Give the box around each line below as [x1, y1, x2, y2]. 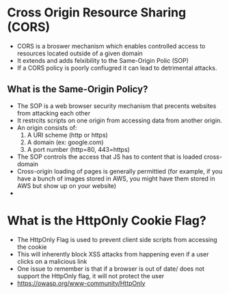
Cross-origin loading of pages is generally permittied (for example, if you [16, 167, 223, 175]
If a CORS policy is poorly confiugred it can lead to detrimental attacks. [16, 64, 217, 72]
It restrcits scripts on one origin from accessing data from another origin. [16, 116, 222, 124]
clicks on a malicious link [16, 257, 87, 265]
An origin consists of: [16, 123, 77, 131]
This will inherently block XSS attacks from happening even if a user [16, 250, 210, 258]
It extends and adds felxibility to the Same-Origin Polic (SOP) [16, 56, 189, 64]
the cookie [16, 243, 47, 251]
